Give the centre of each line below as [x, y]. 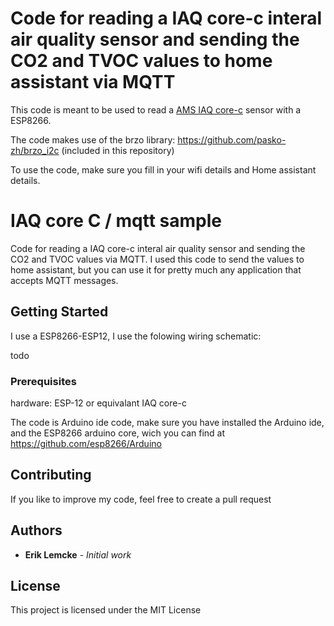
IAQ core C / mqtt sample [116, 221]
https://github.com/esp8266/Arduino [86, 443]
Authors [36, 530]
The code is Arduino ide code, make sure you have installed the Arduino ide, [167, 422]
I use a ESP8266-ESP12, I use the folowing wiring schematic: [136, 336]
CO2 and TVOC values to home [141, 61]
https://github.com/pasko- [232, 139]
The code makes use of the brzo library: [93, 139]
